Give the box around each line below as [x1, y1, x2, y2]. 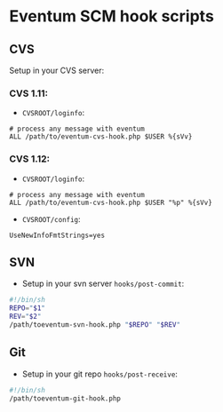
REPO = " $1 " [9, 304, 46, 313]
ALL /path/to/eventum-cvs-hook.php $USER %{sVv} [9, 132, 193, 141]
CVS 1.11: [9, 87, 49, 99]
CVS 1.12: [9, 153, 51, 165]
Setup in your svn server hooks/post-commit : [21, 278, 185, 289]
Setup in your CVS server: [9, 65, 105, 75]
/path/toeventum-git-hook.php [9, 393, 122, 403]
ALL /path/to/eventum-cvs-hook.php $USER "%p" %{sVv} [9, 198, 213, 207]
